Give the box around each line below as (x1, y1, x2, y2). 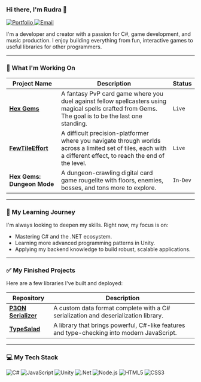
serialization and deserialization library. (53, 311, 163, 320)
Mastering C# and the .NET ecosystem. (14, 233, 112, 240)
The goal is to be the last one (60, 112, 142, 120)
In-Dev (172, 176, 191, 184)
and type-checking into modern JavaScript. (53, 329, 177, 337)
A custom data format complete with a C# (53, 304, 170, 313)
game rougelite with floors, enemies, (60, 176, 163, 184)
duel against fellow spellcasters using (60, 97, 167, 105)
